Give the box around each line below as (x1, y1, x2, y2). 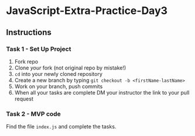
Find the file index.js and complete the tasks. (6, 123, 117, 130)
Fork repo (14, 58, 39, 65)
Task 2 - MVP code (6, 110, 61, 118)
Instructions (6, 27, 52, 37)
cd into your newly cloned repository (14, 70, 102, 77)
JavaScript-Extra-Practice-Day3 (6, 4, 168, 18)
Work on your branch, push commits (14, 83, 103, 90)
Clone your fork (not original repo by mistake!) (14, 64, 126, 71)
